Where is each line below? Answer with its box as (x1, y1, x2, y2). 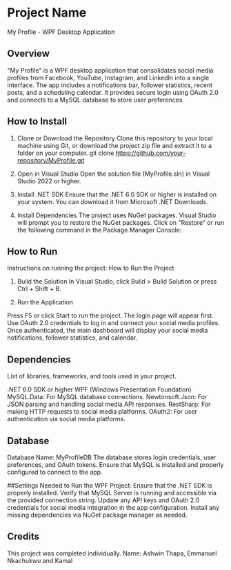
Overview (7, 48, 50, 59)
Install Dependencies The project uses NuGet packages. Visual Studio (17, 211, 217, 219)
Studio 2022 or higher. (17, 176, 81, 185)
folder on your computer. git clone (17, 149, 114, 157)
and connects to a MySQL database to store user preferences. (7, 95, 185, 104)
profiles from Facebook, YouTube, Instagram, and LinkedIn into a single (7, 73, 210, 82)
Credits (7, 531, 40, 542)
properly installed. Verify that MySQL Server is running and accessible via (7, 489, 217, 497)
